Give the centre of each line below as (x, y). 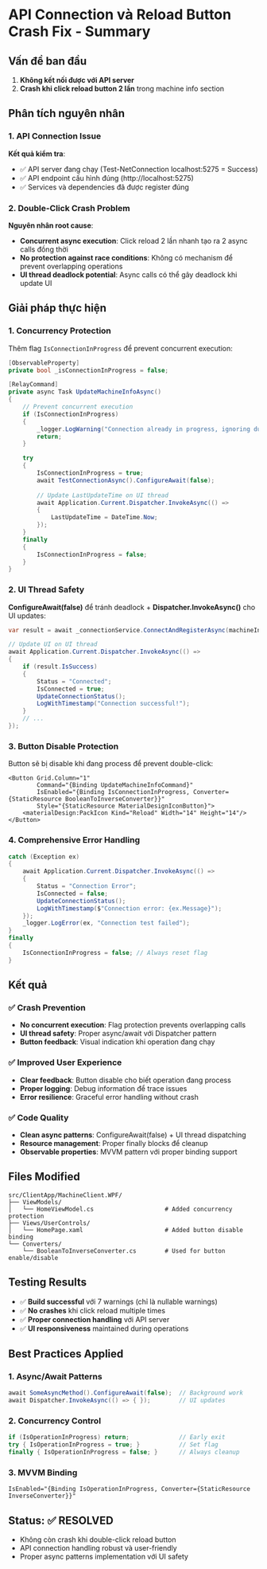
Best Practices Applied (66, 1354)
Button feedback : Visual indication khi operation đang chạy (117, 1042)
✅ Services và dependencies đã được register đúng (104, 187)
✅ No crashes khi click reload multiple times (92, 1310)
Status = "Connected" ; (74, 681)
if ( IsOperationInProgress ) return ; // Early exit (117, 1438)
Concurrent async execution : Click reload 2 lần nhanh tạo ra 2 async (133, 241)
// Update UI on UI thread (53, 644)
